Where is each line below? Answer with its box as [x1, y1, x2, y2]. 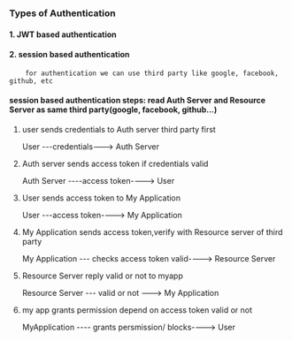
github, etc [9, 76, 53, 86]
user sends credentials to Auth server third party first [21, 124, 217, 134]
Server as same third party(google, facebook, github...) [9, 104, 218, 115]
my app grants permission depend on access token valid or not [21, 304, 252, 315]
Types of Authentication [9, 7, 117, 19]
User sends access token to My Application [21, 193, 181, 203]
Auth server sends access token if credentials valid [21, 158, 209, 169]
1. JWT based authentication [9, 29, 117, 40]
